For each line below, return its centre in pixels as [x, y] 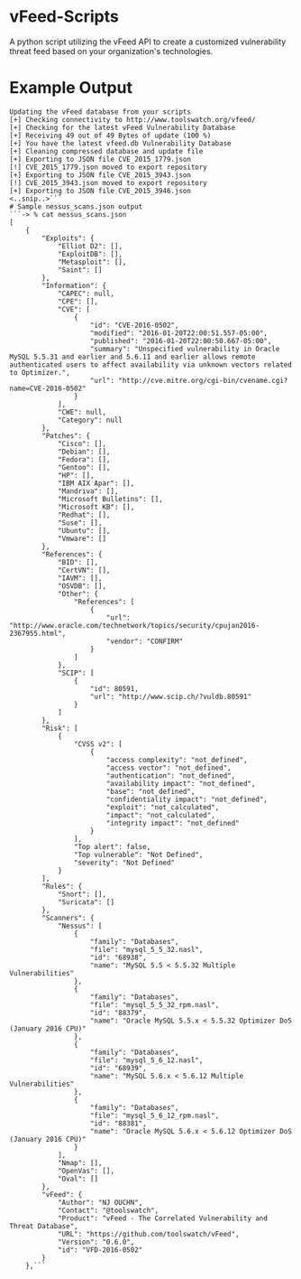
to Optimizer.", [40, 372]
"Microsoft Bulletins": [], [110, 499]
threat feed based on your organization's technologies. [111, 51]
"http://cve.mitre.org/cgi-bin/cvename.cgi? [203, 380]
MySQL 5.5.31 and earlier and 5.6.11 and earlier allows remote [132, 357]
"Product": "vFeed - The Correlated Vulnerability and [163, 1218]
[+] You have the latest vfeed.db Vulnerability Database [120, 143]
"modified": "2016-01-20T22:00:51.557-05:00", [179, 333]
